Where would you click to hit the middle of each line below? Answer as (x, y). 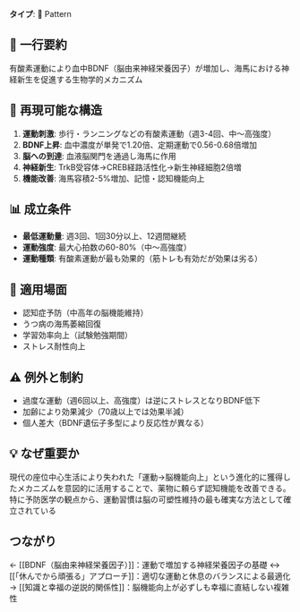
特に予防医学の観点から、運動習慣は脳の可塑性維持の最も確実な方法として (146, 499)
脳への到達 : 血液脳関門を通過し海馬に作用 (99, 156)
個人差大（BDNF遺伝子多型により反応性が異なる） (115, 423)
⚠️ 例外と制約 (46, 377)
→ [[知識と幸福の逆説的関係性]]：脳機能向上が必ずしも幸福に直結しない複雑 (149, 587)
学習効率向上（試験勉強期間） (77, 336)
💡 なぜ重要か (44, 454)
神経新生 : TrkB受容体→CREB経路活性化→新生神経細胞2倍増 (132, 167)
